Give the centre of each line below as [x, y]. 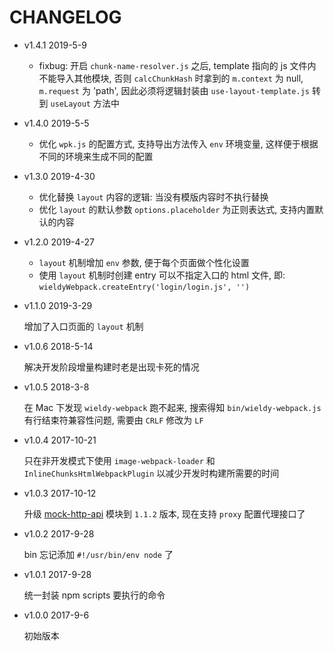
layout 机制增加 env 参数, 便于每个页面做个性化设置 [144, 262]
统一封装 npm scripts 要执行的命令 [94, 595]
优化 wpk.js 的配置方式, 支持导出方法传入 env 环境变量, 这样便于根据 [178, 143]
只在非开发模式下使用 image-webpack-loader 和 [119, 460]
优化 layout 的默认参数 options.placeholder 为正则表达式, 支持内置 [177, 209]
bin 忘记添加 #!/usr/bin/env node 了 [98, 554]
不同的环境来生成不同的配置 [96, 156]
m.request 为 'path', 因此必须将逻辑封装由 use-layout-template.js [174, 90]
